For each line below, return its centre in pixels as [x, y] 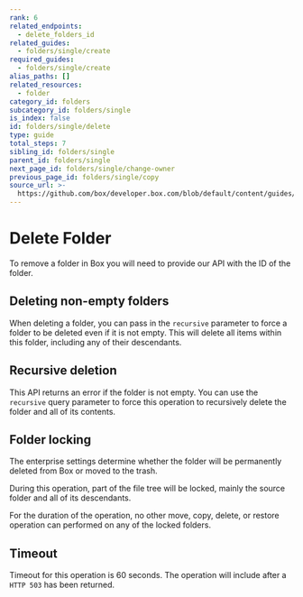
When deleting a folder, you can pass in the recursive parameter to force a [148, 323]
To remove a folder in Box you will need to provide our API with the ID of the [150, 263]
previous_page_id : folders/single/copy [84, 177]
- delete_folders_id [56, 34]
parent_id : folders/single [60, 160]
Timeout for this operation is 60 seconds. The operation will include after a [148, 575]
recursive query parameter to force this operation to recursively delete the [148, 401]
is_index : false [40, 118]
